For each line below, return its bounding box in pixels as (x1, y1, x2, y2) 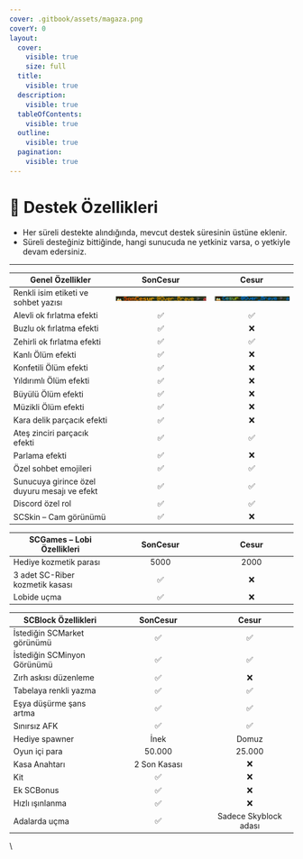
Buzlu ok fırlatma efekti (13, 323, 99, 334)
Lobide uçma (13, 591, 62, 603)
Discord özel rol (13, 498, 72, 509)
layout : (9, 33, 39, 42)
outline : (17, 129, 50, 138)
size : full (25, 62, 67, 71)
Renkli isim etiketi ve (13, 288, 88, 298)
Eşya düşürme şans (13, 699, 87, 709)
